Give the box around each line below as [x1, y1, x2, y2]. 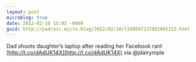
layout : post [6, 9, 40, 15]
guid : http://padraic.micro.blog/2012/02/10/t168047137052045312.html [6, 26, 190, 32]
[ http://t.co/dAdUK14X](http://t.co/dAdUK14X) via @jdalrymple [6, 49, 165, 57]
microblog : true [6, 15, 48, 21]
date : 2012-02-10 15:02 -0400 [6, 20, 84, 26]
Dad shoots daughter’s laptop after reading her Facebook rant [6, 43, 162, 50]
